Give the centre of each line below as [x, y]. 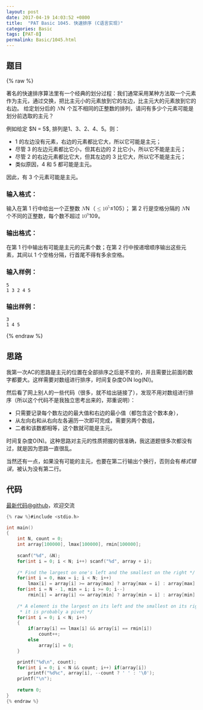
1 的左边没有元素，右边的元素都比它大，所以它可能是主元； [88, 141]
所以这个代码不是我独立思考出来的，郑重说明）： [76, 400]
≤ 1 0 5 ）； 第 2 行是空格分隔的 [145, 208]
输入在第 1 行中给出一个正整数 [43, 208]
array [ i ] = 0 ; [56, 645]
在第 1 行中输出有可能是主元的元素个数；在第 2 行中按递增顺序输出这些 [94, 248]
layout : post [23, 12]
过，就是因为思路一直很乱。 [41, 448]
